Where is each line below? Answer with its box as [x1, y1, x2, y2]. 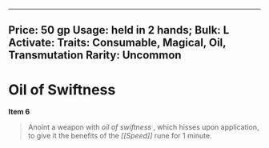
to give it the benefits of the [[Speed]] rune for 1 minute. [27, 131, 212, 141]
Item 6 [8, 107, 30, 117]
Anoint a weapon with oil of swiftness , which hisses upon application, [27, 122, 259, 132]
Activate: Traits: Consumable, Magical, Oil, [8, 36, 227, 50]
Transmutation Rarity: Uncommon [8, 49, 182, 62]
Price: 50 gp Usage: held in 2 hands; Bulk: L [8, 23, 230, 37]
